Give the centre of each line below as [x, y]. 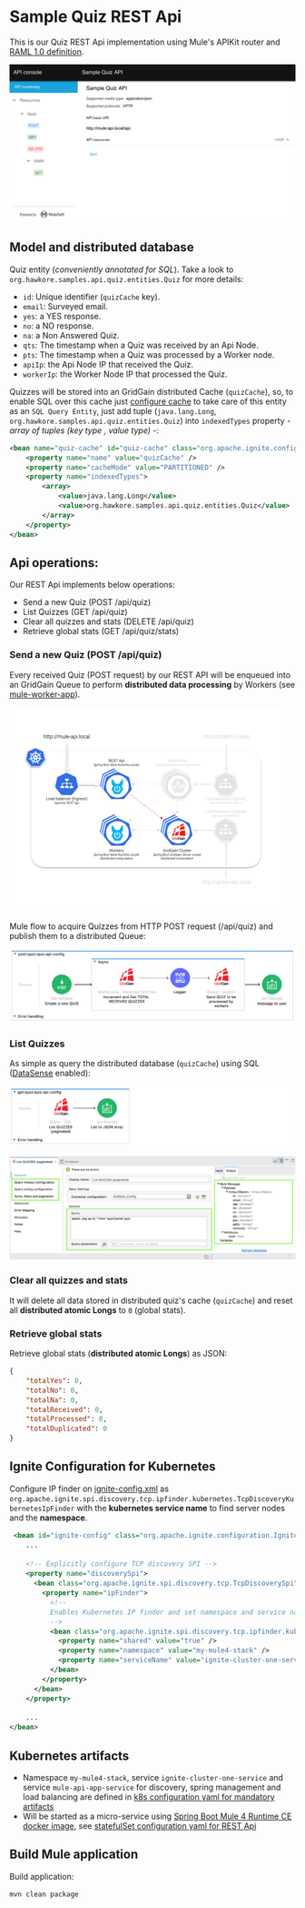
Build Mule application [74, 1855]
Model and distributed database [102, 247]
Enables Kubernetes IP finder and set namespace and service [167, 1612]
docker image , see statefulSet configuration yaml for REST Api [139, 1826]
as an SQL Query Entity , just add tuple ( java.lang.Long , [113, 410]
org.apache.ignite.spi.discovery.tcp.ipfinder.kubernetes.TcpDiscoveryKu [152, 1499]
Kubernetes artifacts [69, 1756]
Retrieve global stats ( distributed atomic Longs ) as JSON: [118, 1353]
